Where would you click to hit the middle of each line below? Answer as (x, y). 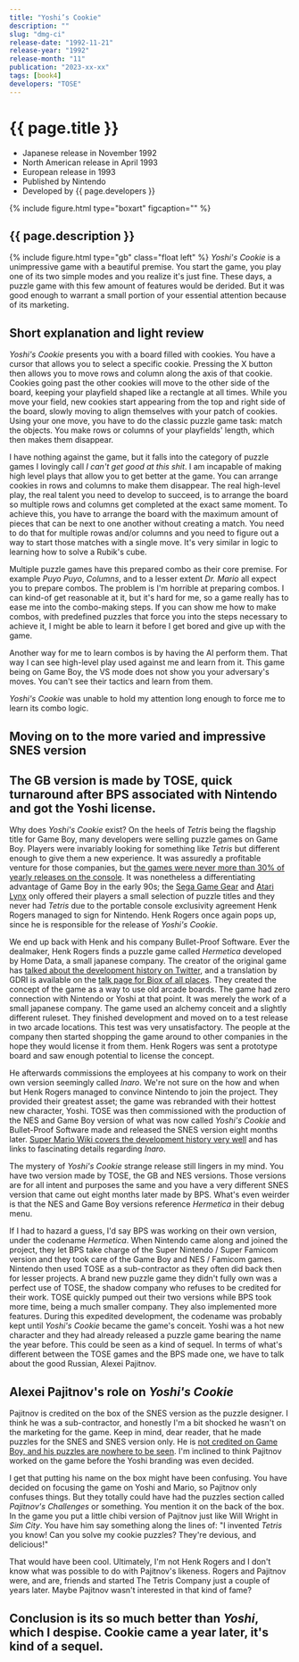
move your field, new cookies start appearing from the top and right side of (147, 402)
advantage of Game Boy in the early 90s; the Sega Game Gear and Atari (141, 887)
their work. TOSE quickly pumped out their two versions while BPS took (141, 1297)
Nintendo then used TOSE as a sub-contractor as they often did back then (145, 1269)
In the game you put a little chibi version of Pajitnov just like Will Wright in (144, 1516)
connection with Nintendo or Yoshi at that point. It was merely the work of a (148, 999)
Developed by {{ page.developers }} (89, 191)
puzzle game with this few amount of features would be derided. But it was (147, 286)
